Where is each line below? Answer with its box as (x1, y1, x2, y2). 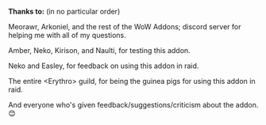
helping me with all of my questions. (8, 31, 127, 40)
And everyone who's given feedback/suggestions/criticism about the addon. (8, 100, 259, 109)
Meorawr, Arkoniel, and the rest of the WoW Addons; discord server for (8, 22, 241, 31)
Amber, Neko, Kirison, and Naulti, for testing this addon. (8, 46, 191, 55)
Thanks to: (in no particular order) (8, 7, 121, 16)
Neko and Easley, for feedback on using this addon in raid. (8, 61, 199, 70)
